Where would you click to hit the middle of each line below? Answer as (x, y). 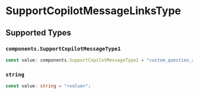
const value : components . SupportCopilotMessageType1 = (75, 60)
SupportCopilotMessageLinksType (94, 11)
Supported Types (39, 33)
